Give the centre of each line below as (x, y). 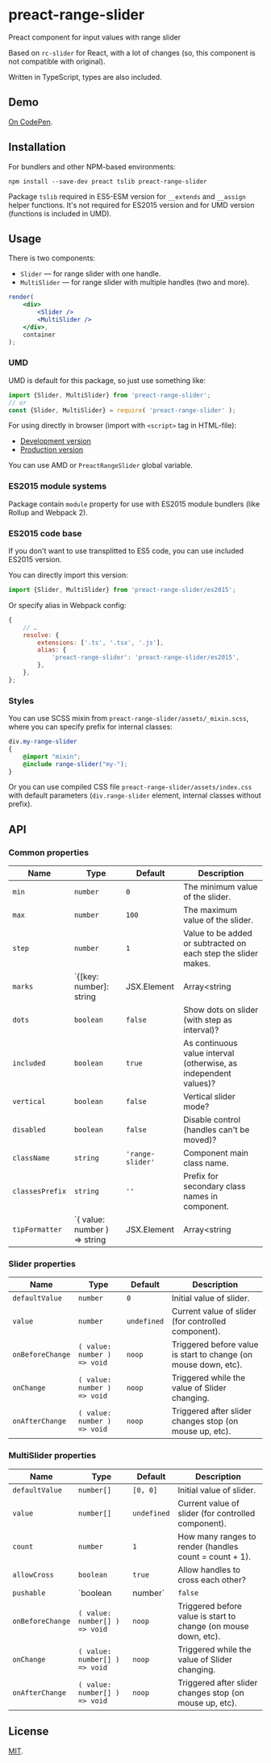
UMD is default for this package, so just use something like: (107, 380)
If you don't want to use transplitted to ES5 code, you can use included (126, 551)
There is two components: (52, 258)
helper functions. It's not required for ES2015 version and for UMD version (131, 205)
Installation (37, 147)
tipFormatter (38, 1230)
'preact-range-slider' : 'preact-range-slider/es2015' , (146, 658)
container (40, 335)
